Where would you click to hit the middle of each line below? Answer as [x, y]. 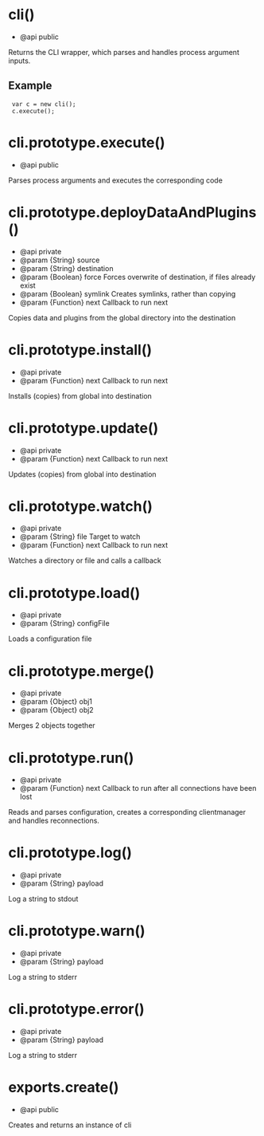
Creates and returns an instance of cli [70, 1125]
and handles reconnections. [54, 821]
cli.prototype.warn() [77, 931]
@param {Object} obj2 [56, 710]
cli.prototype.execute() [87, 142]
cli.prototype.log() [70, 853]
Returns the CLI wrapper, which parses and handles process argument [124, 52]
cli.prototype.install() [80, 350]
